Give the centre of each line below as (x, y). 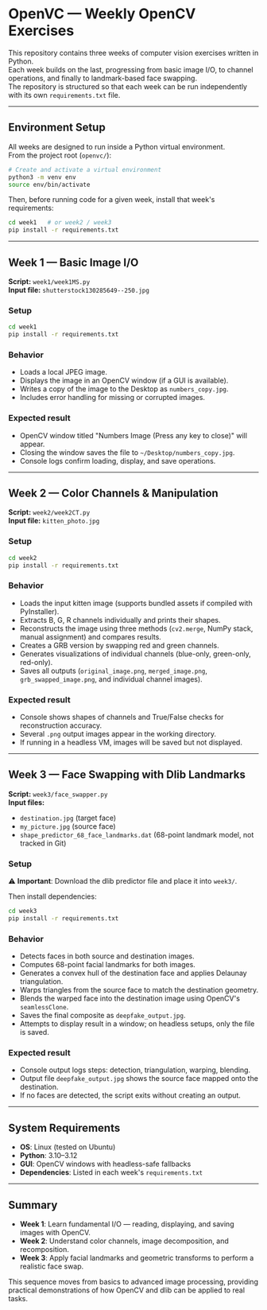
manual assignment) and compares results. (90, 636)
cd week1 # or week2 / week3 (60, 223)
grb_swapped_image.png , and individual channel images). (111, 679)
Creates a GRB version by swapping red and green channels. (120, 645)
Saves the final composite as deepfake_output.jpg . (103, 1016)
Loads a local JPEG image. (63, 372)
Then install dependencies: (52, 896)
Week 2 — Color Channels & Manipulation (113, 493)
